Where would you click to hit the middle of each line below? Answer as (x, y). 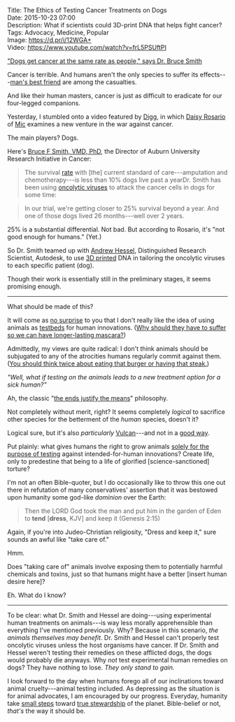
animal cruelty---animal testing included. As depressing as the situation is (114, 688)
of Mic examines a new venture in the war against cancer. (90, 124)
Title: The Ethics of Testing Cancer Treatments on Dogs (87, 10)
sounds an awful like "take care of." (58, 539)
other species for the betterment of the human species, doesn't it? (103, 419)
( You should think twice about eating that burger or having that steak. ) (108, 363)
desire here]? (26, 581)
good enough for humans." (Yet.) (55, 237)
